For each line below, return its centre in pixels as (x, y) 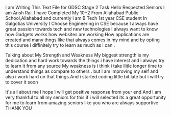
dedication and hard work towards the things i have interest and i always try (85, 60)
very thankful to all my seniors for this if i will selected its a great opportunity (86, 97)
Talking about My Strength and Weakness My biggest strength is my (77, 55)
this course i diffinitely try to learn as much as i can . (60, 45)
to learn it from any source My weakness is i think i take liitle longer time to (84, 66)
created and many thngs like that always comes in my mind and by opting (82, 40)
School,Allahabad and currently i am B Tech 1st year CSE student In (76, 18)
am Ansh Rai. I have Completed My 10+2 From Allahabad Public (72, 13)
